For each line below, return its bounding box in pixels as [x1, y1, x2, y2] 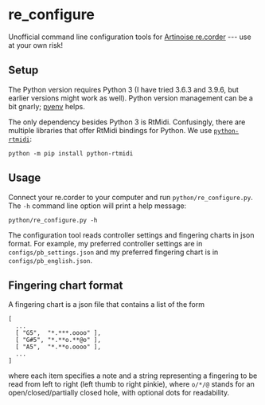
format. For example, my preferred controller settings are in [8, 238, 203, 248]
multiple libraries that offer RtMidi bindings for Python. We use [8, 125, 212, 135]
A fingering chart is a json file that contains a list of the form [8, 300, 205, 309]
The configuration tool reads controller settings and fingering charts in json [8, 230, 255, 240]
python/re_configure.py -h [8, 216, 98, 224]
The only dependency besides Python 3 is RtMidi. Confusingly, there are [8, 117, 246, 127]
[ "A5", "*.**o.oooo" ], [15, 343, 102, 352]
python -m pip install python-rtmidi [8, 149, 134, 157]
